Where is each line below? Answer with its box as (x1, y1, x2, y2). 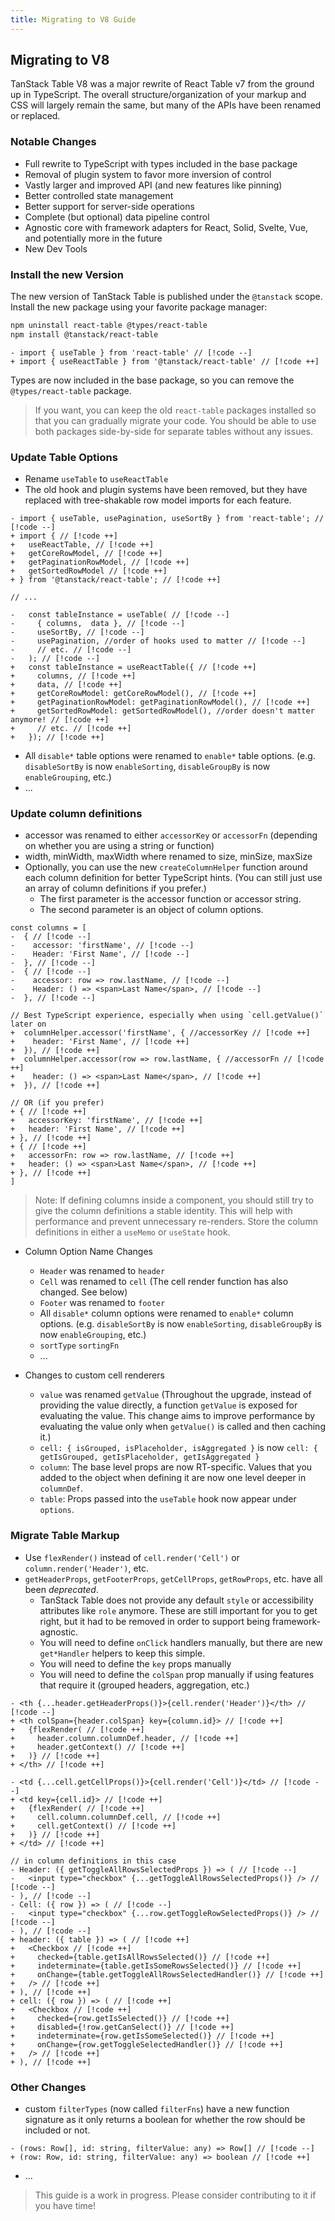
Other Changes (10, 2080, 87, 2094)
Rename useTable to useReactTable (24, 473, 169, 485)
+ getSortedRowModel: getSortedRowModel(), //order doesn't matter (10, 706, 315, 716)
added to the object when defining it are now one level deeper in (39, 1472, 307, 1484)
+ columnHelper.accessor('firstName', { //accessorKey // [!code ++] (10, 1028, 311, 1038)
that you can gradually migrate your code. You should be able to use (34, 414, 317, 426)
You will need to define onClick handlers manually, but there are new (39, 1636, 323, 1648)
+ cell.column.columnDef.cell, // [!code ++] (10, 1812, 222, 1822)
